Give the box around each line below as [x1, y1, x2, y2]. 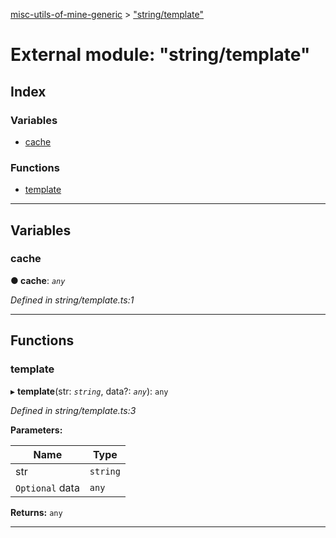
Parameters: [10, 424, 63, 436]
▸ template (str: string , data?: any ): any [10, 385, 169, 397]
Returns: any [10, 506, 63, 518]
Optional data [15, 480, 80, 494]
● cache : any [10, 274, 66, 286]
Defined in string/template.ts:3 [10, 404, 137, 416]
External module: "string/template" [10, 44, 311, 66]
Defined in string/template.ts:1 [10, 294, 135, 306]
